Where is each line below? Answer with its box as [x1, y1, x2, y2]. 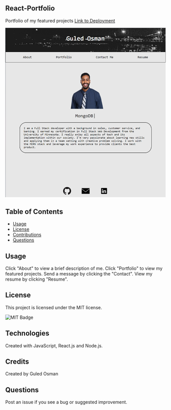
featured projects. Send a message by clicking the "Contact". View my [5, 271, 153, 277]
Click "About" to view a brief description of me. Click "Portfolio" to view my [5, 265, 163, 271]
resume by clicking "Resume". [5, 276, 68, 282]
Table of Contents [5, 207, 64, 216]
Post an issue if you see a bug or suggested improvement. [5, 399, 127, 405]
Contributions [12, 232, 42, 238]
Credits [5, 358, 30, 366]
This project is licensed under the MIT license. [5, 304, 102, 310]
